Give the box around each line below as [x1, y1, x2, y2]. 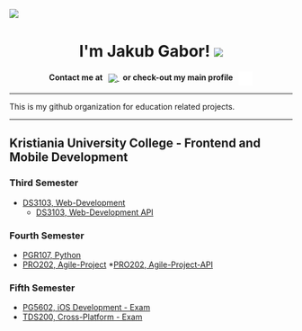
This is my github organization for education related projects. [9, 101, 235, 112]
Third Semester [9, 176, 79, 189]
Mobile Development [9, 149, 129, 165]
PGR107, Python [22, 249, 82, 260]
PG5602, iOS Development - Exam [22, 302, 151, 313]
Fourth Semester [9, 229, 84, 242]
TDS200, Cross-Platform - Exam [22, 311, 143, 323]
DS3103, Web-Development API [35, 207, 155, 218]
